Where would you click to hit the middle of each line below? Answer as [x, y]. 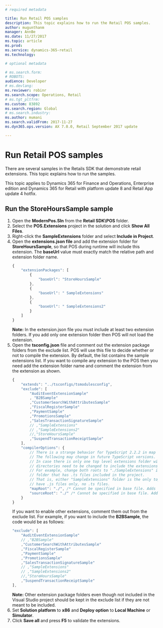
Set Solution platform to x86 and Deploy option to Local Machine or [81, 610]
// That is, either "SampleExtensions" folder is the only [90, 480]
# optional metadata [26, 63]
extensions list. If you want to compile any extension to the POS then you [85, 360]
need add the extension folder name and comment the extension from [82, 366]
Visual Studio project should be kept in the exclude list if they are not [81, 600]
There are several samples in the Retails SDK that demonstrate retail [73, 168]
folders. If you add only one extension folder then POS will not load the [83, 334]
